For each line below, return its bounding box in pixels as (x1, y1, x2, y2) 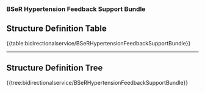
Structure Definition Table (6, 24, 107, 34)
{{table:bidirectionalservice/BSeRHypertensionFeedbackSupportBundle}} (6, 39, 191, 47)
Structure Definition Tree (6, 63, 103, 73)
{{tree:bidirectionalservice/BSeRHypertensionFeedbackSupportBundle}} (6, 79, 188, 86)
